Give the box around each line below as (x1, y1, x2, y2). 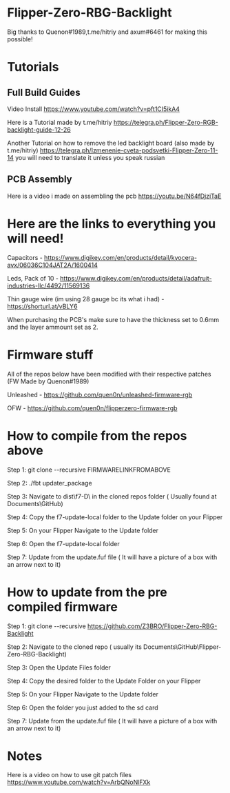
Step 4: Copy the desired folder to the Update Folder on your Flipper (7, 676, 201, 685)
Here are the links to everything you (7, 216, 216, 232)
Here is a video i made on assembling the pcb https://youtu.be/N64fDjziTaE (7, 192, 222, 200)
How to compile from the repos (7, 428, 187, 443)
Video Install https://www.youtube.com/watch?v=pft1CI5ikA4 (7, 105, 180, 113)
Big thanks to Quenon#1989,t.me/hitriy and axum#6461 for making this (7, 28, 208, 36)
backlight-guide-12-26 (7, 126, 71, 134)
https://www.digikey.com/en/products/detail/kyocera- (43, 253, 198, 261)
